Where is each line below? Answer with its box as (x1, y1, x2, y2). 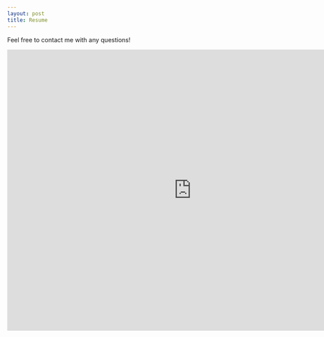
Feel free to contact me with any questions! (7, 35, 131, 44)
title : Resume (7, 17, 48, 24)
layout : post (7, 10, 45, 17)
